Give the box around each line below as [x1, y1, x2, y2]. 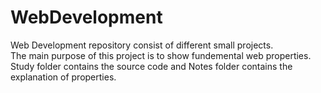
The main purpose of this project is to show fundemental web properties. [10, 49, 312, 61]
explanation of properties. [10, 71, 117, 83]
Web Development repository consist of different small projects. [10, 39, 274, 51]
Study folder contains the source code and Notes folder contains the [10, 60, 293, 72]
